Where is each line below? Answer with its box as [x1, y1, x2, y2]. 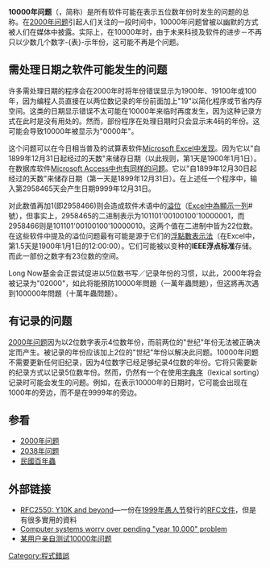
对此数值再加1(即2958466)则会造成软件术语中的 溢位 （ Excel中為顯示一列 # [8, 201, 253, 210]
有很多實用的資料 [19, 515, 77, 525]
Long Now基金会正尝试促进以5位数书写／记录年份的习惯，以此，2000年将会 [8, 268, 262, 278]
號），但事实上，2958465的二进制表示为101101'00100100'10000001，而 [8, 210, 245, 220]
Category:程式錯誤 [8, 551, 70, 561]
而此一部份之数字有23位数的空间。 [8, 251, 123, 260]
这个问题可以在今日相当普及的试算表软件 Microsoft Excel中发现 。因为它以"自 [8, 143, 261, 153]
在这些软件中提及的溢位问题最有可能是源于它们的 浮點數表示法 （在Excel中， [8, 230, 260, 240]
